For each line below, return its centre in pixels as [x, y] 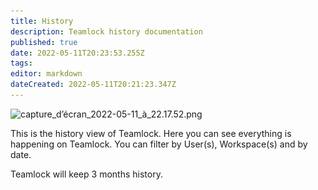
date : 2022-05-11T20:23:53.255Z [77, 53]
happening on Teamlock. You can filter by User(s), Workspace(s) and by [159, 144]
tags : [21, 63]
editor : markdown [46, 74]
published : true [44, 42]
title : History [42, 21]
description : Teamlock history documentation [106, 31]
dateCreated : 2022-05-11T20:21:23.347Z [93, 85]
